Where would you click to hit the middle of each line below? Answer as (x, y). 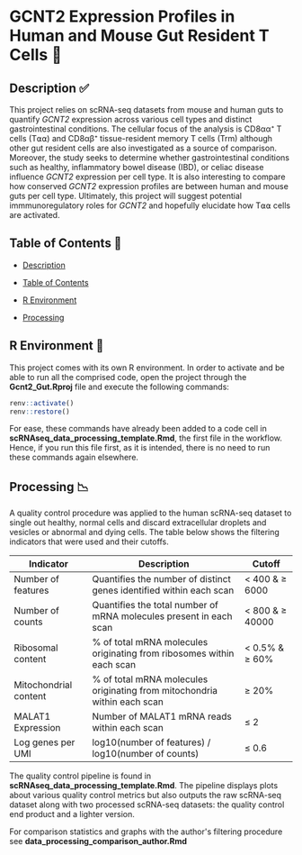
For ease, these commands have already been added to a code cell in (138, 429)
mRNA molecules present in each (162, 616)
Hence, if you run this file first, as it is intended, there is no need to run (140, 448)
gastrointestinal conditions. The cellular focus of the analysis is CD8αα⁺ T (146, 129)
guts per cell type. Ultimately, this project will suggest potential (126, 196)
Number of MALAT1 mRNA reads (162, 716)
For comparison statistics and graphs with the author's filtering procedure (146, 832)
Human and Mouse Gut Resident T (139, 36)
